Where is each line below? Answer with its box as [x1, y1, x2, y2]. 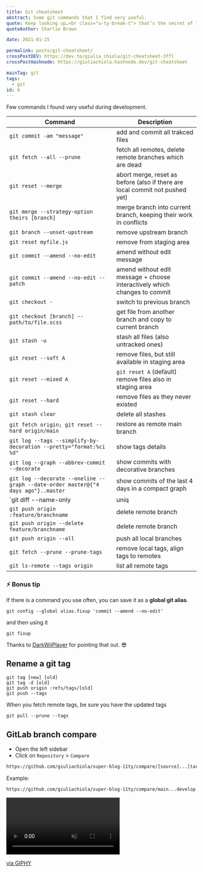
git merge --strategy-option [9, 209, 93, 215]
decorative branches [116, 465, 175, 474]
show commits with [116, 458, 172, 466]
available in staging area [116, 358, 185, 366]
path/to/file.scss [9, 319, 62, 326]
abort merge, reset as [116, 170, 178, 179]
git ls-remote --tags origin [9, 562, 93, 569]
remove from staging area [116, 238, 190, 246]
